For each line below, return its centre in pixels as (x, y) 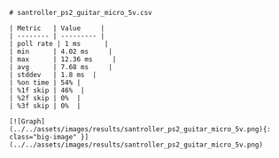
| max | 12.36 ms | (63, 59)
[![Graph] (27, 122)
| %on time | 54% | (45, 83)
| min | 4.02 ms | (61, 51)
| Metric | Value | (57, 28)
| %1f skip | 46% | (47, 91)
